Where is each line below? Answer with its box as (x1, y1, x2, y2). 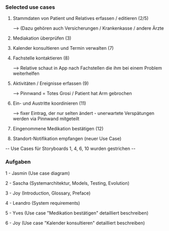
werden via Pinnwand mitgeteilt (12, 115, 80, 122)
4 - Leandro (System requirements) (5, 200, 81, 206)
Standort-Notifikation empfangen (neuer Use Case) (12, 136, 122, 142)
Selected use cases (5, 4, 55, 11)
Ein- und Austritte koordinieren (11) (12, 100, 86, 106)
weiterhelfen (12, 70, 40, 76)
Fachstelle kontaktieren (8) (12, 55, 70, 61)
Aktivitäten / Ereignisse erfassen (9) (12, 81, 89, 87)
